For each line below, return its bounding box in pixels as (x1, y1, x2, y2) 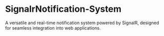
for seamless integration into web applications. (5, 25, 101, 31)
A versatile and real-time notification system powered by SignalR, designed (5, 20, 160, 26)
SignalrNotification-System (5, 3, 122, 15)
